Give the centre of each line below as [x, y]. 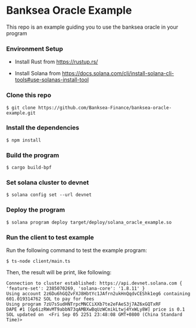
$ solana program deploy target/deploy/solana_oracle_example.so [89, 222]
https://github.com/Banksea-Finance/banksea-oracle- [105, 108]
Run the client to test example [50, 237]
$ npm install [24, 140]
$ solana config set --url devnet [49, 195]
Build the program [33, 155]
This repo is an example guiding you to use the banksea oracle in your [92, 27]
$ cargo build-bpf [29, 168]
